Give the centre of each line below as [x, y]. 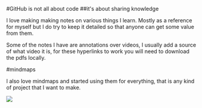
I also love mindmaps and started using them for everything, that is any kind [100, 81]
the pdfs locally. [26, 58]
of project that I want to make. [44, 87]
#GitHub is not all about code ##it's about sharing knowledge [83, 9]
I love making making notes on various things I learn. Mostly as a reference [99, 20]
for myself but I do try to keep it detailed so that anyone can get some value [100, 27]
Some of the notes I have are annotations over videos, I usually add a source [101, 45]
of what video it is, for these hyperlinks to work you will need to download [98, 51]
